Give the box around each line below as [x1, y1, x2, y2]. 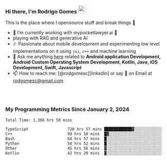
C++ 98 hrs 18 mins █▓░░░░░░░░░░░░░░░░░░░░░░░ [5, 131, 162, 137]
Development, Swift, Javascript [12, 65, 82, 71]
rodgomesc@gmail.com [12, 77, 64, 84]
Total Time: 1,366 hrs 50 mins [5, 117, 72, 123]
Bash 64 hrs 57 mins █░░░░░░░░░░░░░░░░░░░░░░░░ [5, 136, 162, 142]
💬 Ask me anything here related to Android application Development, [12, 54, 161, 60]
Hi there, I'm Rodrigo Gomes [5, 8, 77, 15]
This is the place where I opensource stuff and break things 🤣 [5, 19, 136, 26]
